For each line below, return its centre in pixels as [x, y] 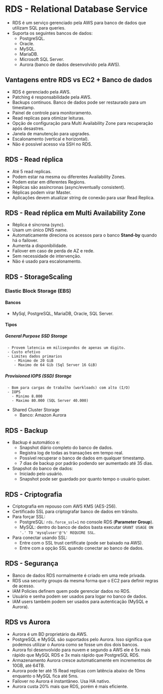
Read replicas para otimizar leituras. [48, 118]
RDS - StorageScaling [39, 277]
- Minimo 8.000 [27, 396]
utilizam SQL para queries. [39, 28]
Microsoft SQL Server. [42, 59]
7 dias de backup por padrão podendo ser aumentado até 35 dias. [86, 463]
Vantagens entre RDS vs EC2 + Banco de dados [79, 80]
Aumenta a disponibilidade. [40, 246]
